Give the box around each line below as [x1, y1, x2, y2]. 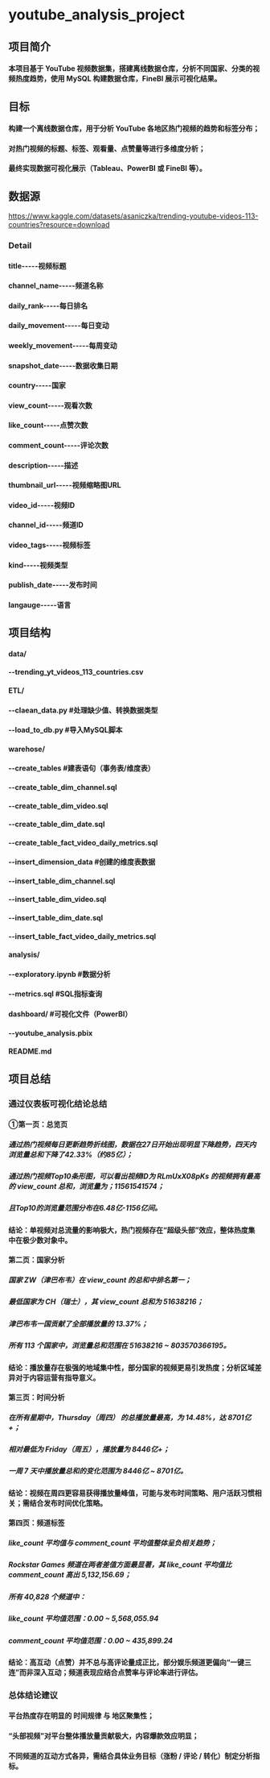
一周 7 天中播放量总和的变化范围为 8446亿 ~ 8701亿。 [8, 1466, 187, 1476]
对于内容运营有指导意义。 [14, 1373, 100, 1382]
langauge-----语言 [8, 600, 72, 609]
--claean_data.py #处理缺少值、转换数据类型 [8, 705, 158, 715]
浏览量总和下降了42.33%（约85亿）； [8, 1149, 133, 1159]
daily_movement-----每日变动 [8, 321, 110, 330]
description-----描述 [8, 460, 79, 470]
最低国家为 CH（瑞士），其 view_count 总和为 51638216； [8, 1297, 204, 1306]
